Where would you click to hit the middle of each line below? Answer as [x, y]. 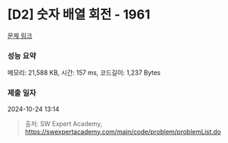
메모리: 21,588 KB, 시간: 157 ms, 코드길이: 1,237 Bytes [84, 73]
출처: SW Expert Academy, [63, 123]
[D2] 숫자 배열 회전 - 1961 [79, 15]
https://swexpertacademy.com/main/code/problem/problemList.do [123, 132]
